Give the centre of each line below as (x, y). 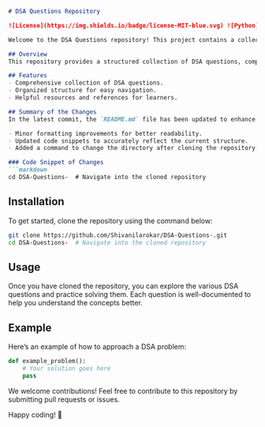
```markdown (28, 170)
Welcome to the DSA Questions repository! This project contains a (121, 39)
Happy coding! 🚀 (35, 414)
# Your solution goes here (67, 368)
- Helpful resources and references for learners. (93, 98)
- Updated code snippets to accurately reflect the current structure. (128, 141)
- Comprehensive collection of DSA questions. (86, 83)
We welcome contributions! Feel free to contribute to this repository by (123, 391)
